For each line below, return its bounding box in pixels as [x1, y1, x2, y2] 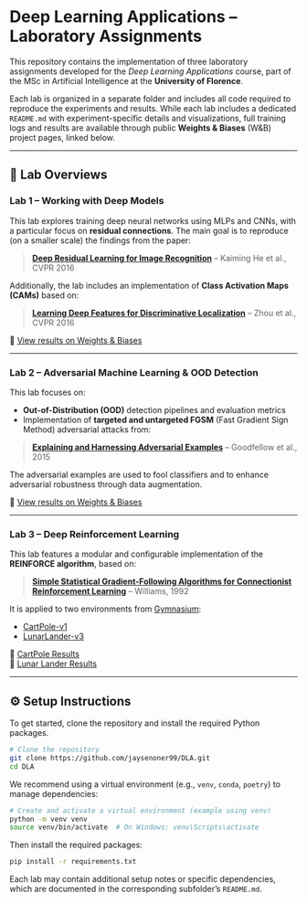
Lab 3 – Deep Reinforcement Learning [9, 527, 180, 540]
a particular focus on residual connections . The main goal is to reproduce [9, 225, 290, 236]
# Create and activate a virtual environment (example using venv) [9, 806, 272, 815]
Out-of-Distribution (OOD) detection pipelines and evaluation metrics [22, 404, 286, 415]
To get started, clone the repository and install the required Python [9, 717, 260, 728]
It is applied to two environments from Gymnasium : [9, 603, 202, 614]
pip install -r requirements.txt [9, 857, 137, 866]
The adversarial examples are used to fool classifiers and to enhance [9, 469, 270, 480]
